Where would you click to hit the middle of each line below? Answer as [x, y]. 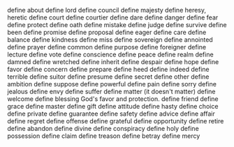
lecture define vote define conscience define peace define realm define [111, 54]
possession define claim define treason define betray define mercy [104, 136]
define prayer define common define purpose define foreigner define [107, 47]
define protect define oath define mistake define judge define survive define [117, 25]
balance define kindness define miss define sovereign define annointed [110, 40]
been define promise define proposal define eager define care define [107, 32]
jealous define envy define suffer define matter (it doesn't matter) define [111, 91]
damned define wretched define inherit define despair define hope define [113, 62]
